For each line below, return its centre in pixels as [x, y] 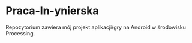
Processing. [20, 33]
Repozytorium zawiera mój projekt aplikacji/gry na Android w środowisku [96, 27]
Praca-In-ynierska [52, 11]
